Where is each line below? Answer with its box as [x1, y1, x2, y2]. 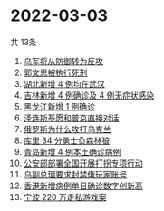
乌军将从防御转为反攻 [23, 55, 103, 66]
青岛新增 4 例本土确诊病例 [23, 146, 121, 157]
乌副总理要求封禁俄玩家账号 [23, 168, 128, 179]
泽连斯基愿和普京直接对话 [23, 112, 120, 123]
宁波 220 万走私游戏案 [23, 191, 107, 202]
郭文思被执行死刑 [23, 67, 88, 78]
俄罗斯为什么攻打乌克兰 [23, 123, 111, 134]
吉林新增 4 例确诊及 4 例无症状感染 [23, 90, 155, 101]
